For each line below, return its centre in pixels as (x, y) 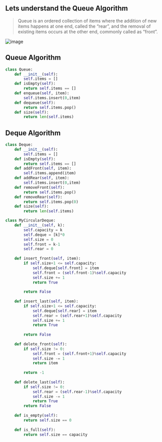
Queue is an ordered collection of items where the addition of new (87, 20)
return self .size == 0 (48, 420)
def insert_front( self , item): (48, 259)
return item (45, 363)
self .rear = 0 (38, 249)
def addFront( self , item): (43, 168)
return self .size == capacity (56, 434)
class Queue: (19, 69)
